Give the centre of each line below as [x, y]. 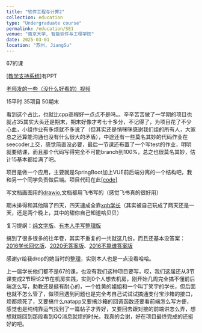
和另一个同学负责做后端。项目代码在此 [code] [62, 179]
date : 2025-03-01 [28, 40]
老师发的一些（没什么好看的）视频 [48, 88]
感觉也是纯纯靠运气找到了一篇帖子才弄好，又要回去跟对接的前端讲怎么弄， [98, 309]
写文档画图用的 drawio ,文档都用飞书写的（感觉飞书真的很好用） [84, 192]
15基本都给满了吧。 [35, 159]
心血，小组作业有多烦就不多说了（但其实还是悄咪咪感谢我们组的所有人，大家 [101, 129]
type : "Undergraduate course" [44, 23]
